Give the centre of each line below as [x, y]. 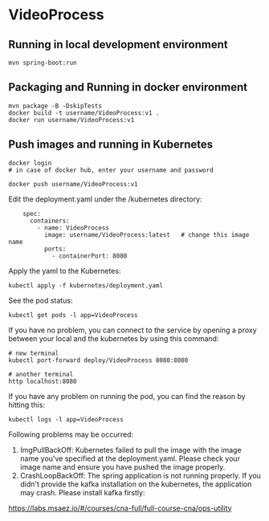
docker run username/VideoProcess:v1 [71, 120]
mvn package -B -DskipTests [55, 106]
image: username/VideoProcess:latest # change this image [147, 234]
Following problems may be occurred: [71, 434]
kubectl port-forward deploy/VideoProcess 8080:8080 [98, 360]
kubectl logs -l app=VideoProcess [66, 419]
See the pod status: [41, 300]
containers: [49, 221]
